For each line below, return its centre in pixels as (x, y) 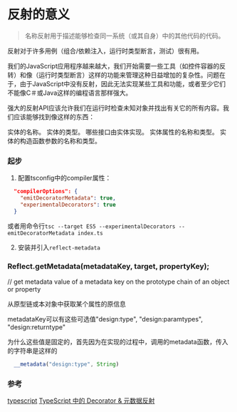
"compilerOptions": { (46, 192)
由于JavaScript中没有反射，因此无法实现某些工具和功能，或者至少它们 (123, 83)
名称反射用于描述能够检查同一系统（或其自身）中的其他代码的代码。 (125, 36)
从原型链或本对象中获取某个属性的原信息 (67, 304)
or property (24, 289)
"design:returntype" (37, 327)
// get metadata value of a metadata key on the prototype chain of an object (118, 282)
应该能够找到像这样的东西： (54, 117)
